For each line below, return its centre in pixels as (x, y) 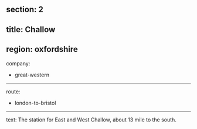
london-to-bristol (35, 103)
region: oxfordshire (42, 49)
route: (13, 91)
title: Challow (31, 29)
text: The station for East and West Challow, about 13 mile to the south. (91, 120)
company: (18, 63)
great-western (32, 75)
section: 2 (25, 10)
